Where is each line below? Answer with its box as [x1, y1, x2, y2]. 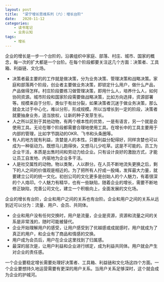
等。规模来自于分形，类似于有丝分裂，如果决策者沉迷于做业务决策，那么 [12, 100, 158, 106]
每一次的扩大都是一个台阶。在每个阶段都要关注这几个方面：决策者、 [13, 59, 150, 65]
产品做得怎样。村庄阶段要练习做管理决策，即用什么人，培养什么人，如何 [12, 87, 158, 93]
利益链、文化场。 [13, 65, 48, 71]
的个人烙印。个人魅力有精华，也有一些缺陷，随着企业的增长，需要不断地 [12, 179, 158, 185]
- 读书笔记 [14, 25, 33, 30]
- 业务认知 [14, 30, 33, 35]
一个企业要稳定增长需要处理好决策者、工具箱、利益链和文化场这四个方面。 [5, 260, 155, 265]
